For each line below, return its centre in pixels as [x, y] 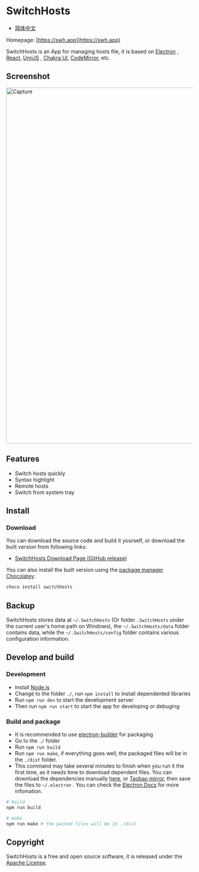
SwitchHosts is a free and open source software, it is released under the [94, 857]
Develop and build [40, 658]
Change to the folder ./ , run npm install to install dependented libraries [102, 693]
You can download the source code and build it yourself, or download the [96, 540]
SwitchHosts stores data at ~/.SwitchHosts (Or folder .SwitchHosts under [95, 620]
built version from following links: [46, 547]
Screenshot [28, 76]
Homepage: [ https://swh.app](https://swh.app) [63, 40]
